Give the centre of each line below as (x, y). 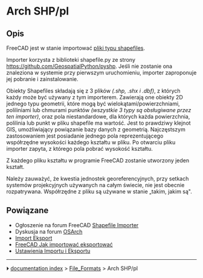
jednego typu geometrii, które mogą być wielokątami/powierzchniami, (93, 104)
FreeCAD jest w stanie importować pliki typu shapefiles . (76, 48)
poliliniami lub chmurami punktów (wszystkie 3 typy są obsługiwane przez (99, 110)
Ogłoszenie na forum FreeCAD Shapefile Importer (77, 225)
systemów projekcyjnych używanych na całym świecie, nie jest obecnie (95, 185)
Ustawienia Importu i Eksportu (53, 251)
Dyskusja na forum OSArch (49, 231)
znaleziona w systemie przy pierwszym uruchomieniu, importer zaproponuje (101, 73)
